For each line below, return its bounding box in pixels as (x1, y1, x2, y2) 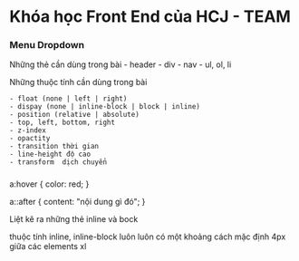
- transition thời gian (9, 142, 100, 151)
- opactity (9, 134, 51, 143)
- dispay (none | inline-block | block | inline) (9, 102, 201, 111)
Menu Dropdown (9, 39, 84, 52)
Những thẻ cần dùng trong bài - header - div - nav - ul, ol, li (9, 59, 232, 70)
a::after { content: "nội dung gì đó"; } (9, 197, 146, 208)
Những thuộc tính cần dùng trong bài (9, 77, 148, 88)
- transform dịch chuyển (9, 158, 107, 167)
